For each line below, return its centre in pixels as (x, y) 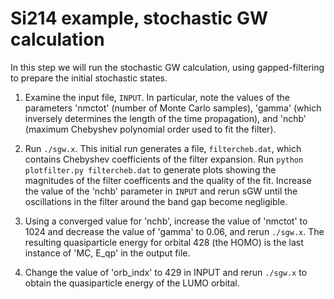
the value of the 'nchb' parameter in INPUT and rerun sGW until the (161, 191)
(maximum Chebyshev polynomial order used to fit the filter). (150, 129)
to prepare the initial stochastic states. (89, 78)
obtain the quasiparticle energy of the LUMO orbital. (132, 283)
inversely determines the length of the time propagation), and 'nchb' (165, 118)
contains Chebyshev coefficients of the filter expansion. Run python (164, 159)
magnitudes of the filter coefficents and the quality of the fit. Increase (168, 180)
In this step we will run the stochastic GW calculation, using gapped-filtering (167, 67)
